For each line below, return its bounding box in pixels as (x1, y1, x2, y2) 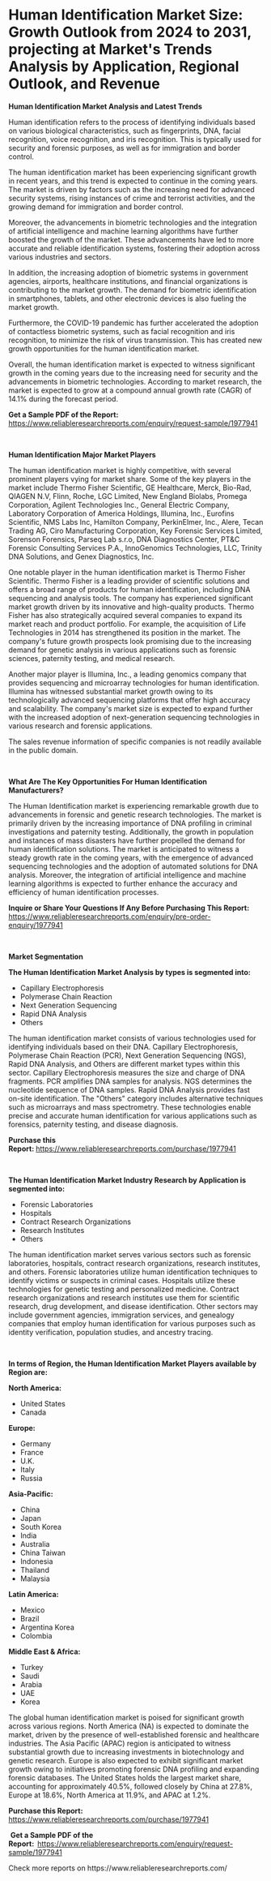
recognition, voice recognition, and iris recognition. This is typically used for (8, 134, 261, 144)
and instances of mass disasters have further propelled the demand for (8, 835, 246, 845)
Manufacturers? (8, 785, 65, 795)
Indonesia (19, 1556, 53, 1566)
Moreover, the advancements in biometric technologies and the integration (8, 217, 257, 227)
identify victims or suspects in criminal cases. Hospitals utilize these (8, 1275, 236, 1285)
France (19, 1447, 44, 1457)
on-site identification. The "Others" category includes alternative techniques (8, 1093, 264, 1103)
